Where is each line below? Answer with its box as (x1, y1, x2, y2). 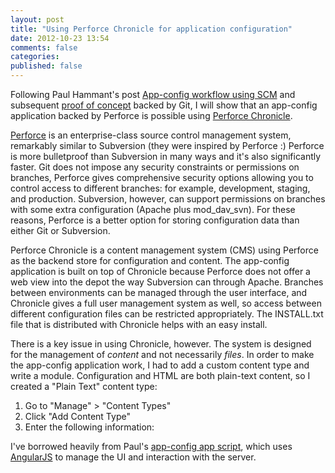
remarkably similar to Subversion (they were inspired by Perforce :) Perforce (10, 140, 325, 151)
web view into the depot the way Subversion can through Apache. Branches (10, 276, 324, 288)
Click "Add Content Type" (24, 411, 131, 422)
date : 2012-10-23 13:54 (10, 33, 110, 43)
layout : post (10, 14, 65, 25)
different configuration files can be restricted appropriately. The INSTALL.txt (10, 308, 324, 320)
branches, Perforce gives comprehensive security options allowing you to (10, 172, 314, 183)
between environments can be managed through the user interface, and (10, 287, 308, 298)
